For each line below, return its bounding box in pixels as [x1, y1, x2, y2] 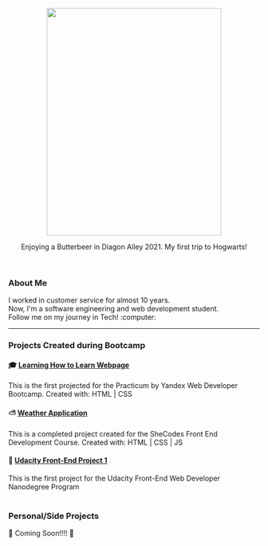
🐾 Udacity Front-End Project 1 [8, 456, 108, 465]
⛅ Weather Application [8, 408, 88, 418]
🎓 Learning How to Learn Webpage [8, 360, 130, 370]
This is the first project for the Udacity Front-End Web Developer [8, 473, 221, 483]
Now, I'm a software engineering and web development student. [8, 304, 219, 314]
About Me [8, 277, 48, 288]
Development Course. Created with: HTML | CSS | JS [8, 437, 183, 447]
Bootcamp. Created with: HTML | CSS [8, 390, 133, 399]
